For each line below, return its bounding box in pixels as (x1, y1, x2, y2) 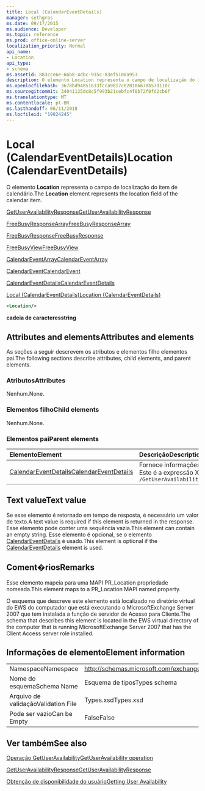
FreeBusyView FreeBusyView (6, 244, 79, 251)
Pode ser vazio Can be (9, 710, 73, 718)
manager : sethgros (6, 15, 53, 21)
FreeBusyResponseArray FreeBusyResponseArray (6, 221, 131, 228)
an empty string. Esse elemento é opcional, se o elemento (6, 531, 153, 538)
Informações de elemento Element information (6, 647, 185, 657)
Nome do (9, 674, 36, 683)
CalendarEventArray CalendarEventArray (6, 256, 108, 263)
